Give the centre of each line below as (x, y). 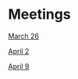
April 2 (19, 51)
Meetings (40, 14)
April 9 (19, 66)
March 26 (23, 36)
